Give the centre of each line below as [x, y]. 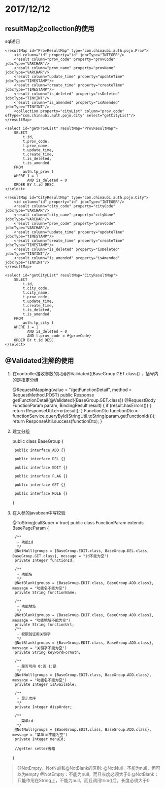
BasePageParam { [31, 528]
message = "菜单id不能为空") [40, 735]
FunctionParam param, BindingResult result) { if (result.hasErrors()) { [82, 405]
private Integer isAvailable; [46, 684]
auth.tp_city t [38, 323]
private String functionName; [46, 592]
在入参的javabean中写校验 [39, 512]
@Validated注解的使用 [40, 361]
